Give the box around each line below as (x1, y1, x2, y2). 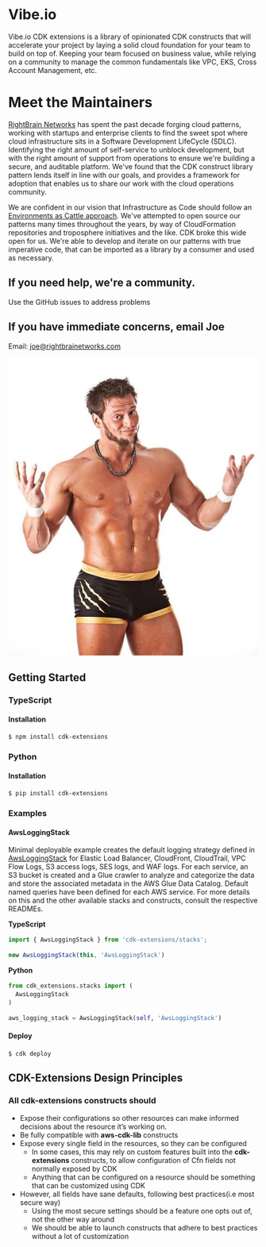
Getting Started (8, 671, 87, 684)
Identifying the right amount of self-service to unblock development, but (8, 144, 245, 154)
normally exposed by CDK (31, 1164, 118, 1173)
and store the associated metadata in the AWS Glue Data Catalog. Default (8, 879, 249, 888)
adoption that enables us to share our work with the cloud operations (8, 179, 234, 188)
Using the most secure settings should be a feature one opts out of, (31, 1206, 253, 1215)
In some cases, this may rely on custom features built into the (31, 1147, 233, 1157)
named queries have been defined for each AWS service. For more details (8, 887, 250, 897)
